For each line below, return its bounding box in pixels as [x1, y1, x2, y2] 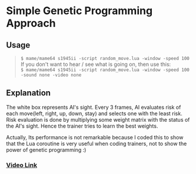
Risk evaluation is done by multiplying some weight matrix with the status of [6, 116, 190, 123]
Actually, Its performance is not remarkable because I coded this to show [6, 133, 184, 140]
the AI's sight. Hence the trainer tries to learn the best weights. [6, 122, 158, 129]
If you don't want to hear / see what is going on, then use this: [20, 61, 171, 68]
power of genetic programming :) [6, 146, 87, 153]
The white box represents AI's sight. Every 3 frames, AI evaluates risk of [6, 103, 181, 111]
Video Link [6, 160, 37, 169]
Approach [6, 16, 56, 30]
